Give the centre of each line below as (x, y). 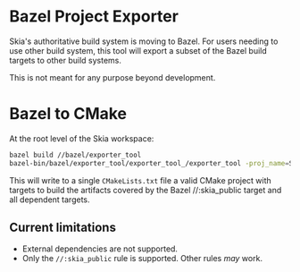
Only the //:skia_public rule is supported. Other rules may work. (142, 259)
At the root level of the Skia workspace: (82, 138)
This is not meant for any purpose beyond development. (112, 77)
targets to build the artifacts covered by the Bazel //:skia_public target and (146, 190)
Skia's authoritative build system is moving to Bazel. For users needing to (144, 41)
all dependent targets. (50, 200)
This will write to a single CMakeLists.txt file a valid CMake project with (141, 180)
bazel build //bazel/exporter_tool (75, 155)
